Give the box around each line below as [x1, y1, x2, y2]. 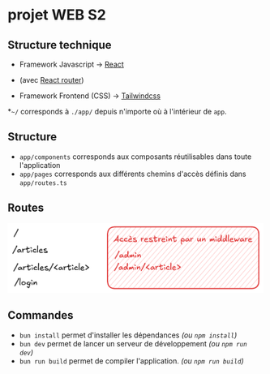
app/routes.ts [19, 178, 67, 187]
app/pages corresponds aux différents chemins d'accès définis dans [19, 169, 246, 178]
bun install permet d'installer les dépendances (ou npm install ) [19, 330, 238, 340]
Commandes [7, 308, 74, 322]
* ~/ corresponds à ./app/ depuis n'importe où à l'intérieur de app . [7, 107, 227, 116]
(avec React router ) [19, 75, 84, 84]
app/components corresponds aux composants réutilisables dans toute [19, 152, 252, 161]
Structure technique [7, 38, 112, 52]
